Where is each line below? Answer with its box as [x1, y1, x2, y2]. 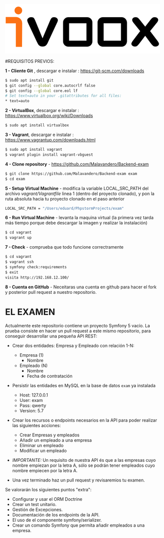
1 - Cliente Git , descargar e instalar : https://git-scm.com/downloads [5, 68, 144, 74]
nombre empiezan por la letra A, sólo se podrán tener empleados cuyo [12, 462, 156, 468]
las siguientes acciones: [12, 422, 61, 428]
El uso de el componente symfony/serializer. [12, 517, 102, 523]
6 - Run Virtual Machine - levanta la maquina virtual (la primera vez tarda [5, 215, 154, 221]
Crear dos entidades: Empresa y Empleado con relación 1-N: [12, 342, 135, 348]
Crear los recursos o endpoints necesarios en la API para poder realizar [12, 417, 157, 423]
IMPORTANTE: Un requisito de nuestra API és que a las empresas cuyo [12, 457, 156, 463]
